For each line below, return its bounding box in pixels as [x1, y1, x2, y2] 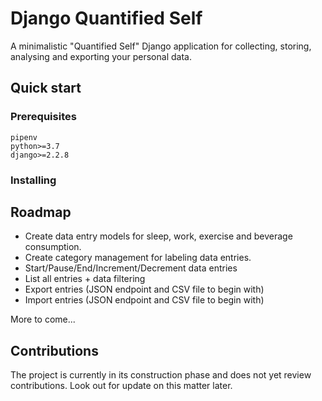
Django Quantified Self [10, 7, 203, 30]
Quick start [10, 80, 82, 97]
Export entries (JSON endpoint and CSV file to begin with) [24, 283, 265, 296]
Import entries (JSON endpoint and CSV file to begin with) [24, 294, 265, 306]
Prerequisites [10, 110, 77, 124]
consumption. [24, 241, 82, 253]
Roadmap [10, 203, 72, 221]
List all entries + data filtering [24, 273, 146, 285]
